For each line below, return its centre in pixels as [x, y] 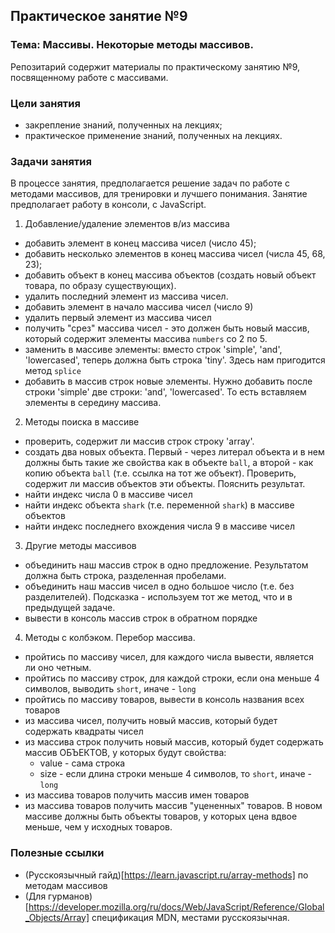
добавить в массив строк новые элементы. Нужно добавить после [168, 381]
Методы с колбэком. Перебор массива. [110, 638]
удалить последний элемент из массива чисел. [126, 296]
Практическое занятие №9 [99, 16]
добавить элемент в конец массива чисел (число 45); [140, 243]
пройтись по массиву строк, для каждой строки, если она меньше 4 [172, 678]
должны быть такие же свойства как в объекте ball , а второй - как [169, 463]
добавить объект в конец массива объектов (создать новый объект [170, 275]
